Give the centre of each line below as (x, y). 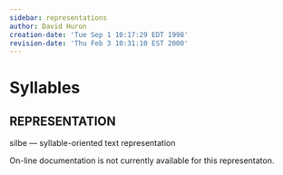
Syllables (45, 88)
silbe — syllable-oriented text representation (93, 143)
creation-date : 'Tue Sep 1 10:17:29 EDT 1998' (99, 34)
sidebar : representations (58, 18)
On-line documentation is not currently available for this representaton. (142, 160)
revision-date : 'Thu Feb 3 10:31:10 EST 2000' (99, 43)
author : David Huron (49, 26)
